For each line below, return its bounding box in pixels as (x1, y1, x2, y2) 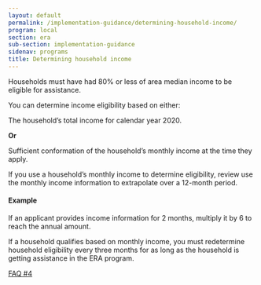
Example (8, 195, 38, 205)
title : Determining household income (8, 56, 132, 64)
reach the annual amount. (8, 221, 91, 232)
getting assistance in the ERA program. (8, 254, 134, 263)
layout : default (8, 11, 61, 20)
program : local (8, 26, 58, 34)
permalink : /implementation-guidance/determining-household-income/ (8, 19, 237, 27)
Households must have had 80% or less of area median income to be (8, 76, 233, 86)
